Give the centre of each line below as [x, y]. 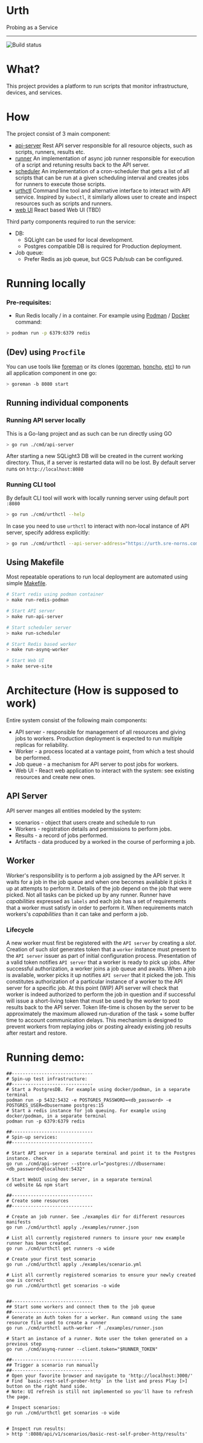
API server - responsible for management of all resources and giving [100, 732]
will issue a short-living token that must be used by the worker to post [93, 1001]
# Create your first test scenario [51, 1259]
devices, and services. [34, 92]
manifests [19, 1222]
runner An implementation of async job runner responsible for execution [105, 158]
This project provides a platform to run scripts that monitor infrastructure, [98, 86]
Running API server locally [46, 420]
